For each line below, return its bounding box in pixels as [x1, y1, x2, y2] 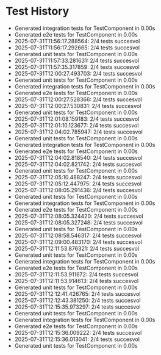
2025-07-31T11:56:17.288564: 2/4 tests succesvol [14, 37, 140, 45]
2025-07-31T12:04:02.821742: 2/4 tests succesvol [14, 160, 142, 168]
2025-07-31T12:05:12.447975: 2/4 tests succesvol [14, 180, 141, 187]
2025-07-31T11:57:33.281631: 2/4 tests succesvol [14, 57, 140, 64]
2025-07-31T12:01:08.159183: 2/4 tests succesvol [14, 115, 140, 123]
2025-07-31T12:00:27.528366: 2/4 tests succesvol [14, 96, 143, 103]
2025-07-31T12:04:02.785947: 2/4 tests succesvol [14, 128, 143, 135]
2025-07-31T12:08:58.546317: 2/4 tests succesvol [14, 232, 141, 239]
